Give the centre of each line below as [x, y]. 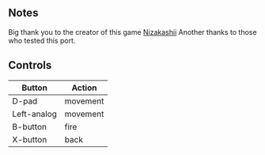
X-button [30, 139]
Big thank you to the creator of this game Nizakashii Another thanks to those [132, 32]
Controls [30, 65]
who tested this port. [42, 40]
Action [84, 88]
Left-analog [35, 114]
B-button [30, 127]
